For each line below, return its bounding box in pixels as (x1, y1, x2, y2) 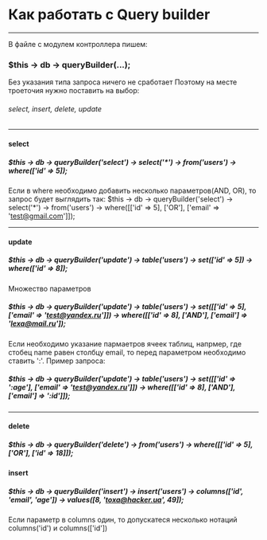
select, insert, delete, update (8, 104, 102, 113)
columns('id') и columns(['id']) (8, 523, 108, 533)
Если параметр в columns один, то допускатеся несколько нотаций (8, 515, 238, 525)
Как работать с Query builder (8, 6, 211, 24)
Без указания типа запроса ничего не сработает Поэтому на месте (8, 77, 238, 87)
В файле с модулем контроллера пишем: (8, 39, 149, 49)
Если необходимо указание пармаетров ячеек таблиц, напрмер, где (8, 338, 242, 348)
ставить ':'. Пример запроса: (8, 356, 106, 366)
